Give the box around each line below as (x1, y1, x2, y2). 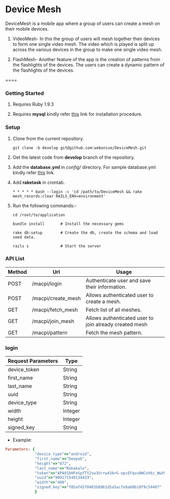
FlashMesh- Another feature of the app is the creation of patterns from (12, 56, 160, 62)
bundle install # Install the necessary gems (12, 221, 124, 226)
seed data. (12, 234, 36, 240)
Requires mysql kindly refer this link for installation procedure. (12, 111, 143, 118)
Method (8, 268, 27, 275)
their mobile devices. (5, 25, 49, 32)
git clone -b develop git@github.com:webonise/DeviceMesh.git (12, 145, 147, 151)
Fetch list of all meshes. (86, 306, 142, 313)
